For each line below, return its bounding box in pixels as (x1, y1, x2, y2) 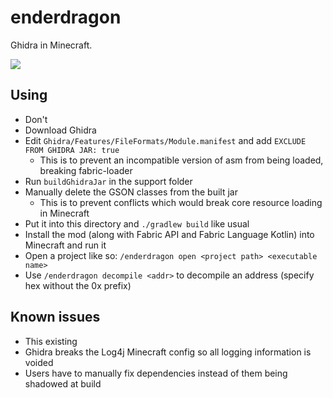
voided (24, 356, 54, 368)
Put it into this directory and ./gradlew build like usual (24, 217, 250, 230)
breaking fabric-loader (39, 164, 133, 176)
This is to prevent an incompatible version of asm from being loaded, (39, 154, 324, 166)
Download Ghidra (24, 124, 97, 136)
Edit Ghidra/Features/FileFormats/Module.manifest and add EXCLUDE (24, 134, 307, 146)
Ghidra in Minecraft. (10, 39, 93, 51)
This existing (24, 335, 78, 347)
